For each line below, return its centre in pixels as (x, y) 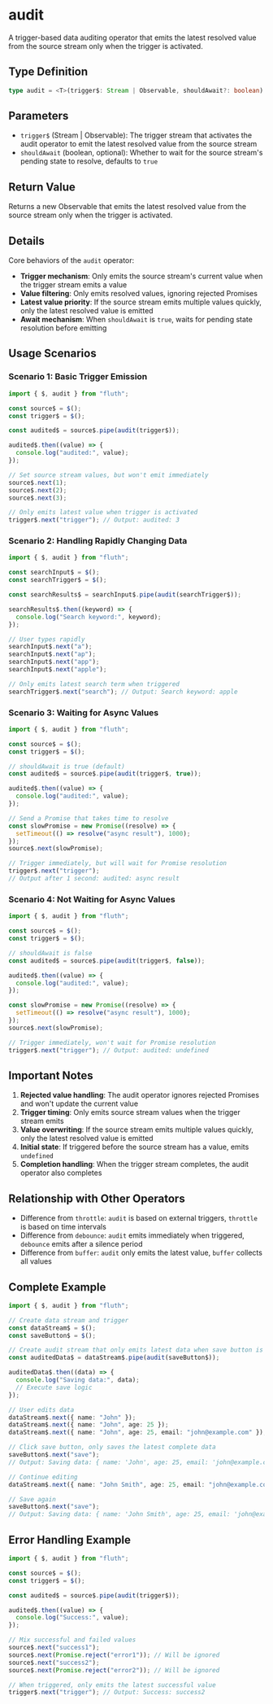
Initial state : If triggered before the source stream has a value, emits (134, 1147)
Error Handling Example (70, 1540)
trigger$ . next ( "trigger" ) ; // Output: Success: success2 (107, 1693)
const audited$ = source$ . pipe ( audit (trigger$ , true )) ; (105, 774)
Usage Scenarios (52, 354)
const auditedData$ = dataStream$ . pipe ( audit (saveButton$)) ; (114, 1358)
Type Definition (48, 72)
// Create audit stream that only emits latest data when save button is (136, 1350)
